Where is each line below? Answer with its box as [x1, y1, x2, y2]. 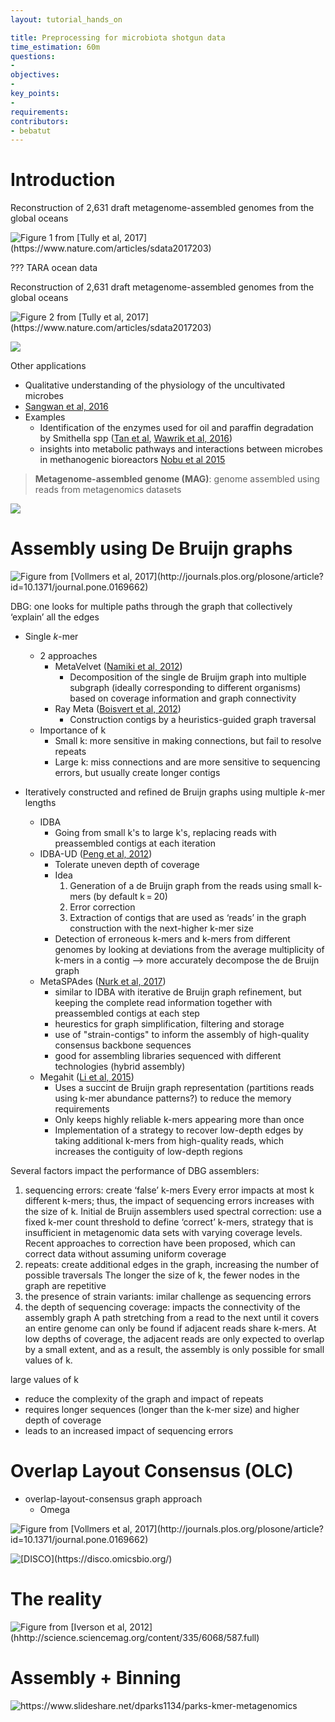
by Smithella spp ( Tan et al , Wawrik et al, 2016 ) [39, 432, 233, 445]
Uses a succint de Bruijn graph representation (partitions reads [54, 1082, 315, 1094]
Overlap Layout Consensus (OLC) [10, 1460, 294, 1483]
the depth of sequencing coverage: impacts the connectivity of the [24, 1301, 301, 1313]
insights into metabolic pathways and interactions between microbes [39, 443, 323, 455]
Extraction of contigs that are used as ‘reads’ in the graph [69, 912, 307, 924]
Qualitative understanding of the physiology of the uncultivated [24, 379, 286, 391]
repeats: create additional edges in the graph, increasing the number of [24, 1259, 320, 1271]
